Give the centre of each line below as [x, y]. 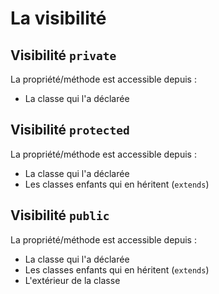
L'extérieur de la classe [72, 280]
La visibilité [58, 18]
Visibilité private [63, 55]
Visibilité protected [70, 130]
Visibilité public [60, 215]
